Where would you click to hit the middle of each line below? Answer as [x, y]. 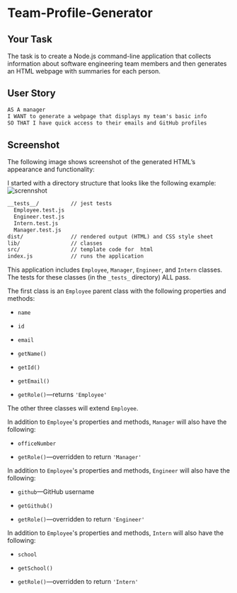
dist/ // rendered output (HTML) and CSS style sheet [110, 236]
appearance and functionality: [51, 169]
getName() [32, 354]
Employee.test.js [39, 210]
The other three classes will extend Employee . [73, 408]
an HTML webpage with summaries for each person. [84, 71]
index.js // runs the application [75, 256]
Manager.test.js [37, 230]
